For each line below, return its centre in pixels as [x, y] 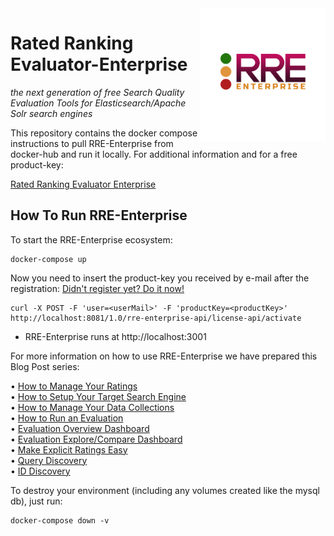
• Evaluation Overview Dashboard [80, 428]
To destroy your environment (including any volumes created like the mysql [165, 490]
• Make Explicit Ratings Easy [69, 449]
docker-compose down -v [60, 520]
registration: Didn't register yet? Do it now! [97, 288]
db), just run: [36, 501]
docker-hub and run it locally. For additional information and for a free [154, 154]
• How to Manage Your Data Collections [92, 407]
